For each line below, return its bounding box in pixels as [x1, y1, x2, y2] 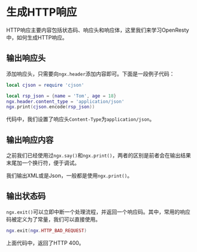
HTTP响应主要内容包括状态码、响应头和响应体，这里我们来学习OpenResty [6, 26, 190, 34]
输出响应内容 [6, 135, 54, 145]
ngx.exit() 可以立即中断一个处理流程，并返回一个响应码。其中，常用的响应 [6, 208, 190, 215]
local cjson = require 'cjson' [6, 82, 84, 88]
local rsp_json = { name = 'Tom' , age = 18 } [6, 93, 117, 99]
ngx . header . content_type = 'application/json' [6, 98, 125, 105]
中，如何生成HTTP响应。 [6, 34, 68, 41]
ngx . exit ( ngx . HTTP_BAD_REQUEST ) [6, 227, 87, 233]
